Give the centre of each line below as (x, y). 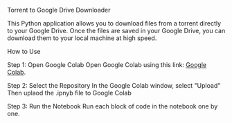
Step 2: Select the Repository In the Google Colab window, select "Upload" (114, 85)
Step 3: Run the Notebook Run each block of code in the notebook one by (113, 106)
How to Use (24, 51)
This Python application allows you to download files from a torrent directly (114, 23)
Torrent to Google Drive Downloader (59, 10)
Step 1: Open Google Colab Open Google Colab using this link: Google (107, 65)
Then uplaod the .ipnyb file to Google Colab (69, 93)
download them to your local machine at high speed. (82, 38)
